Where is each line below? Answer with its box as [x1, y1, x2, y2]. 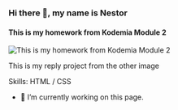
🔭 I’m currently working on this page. [20, 92, 144, 102]
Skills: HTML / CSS [8, 77, 72, 87]
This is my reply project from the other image [8, 61, 160, 71]
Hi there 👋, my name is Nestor [8, 7, 128, 19]
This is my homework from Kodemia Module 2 [8, 27, 167, 37]
